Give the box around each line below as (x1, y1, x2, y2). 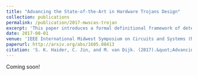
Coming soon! (6, 63, 40, 70)
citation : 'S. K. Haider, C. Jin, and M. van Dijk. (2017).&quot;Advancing (6, 47, 196, 53)
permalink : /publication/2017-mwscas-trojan (6, 19, 117, 25)
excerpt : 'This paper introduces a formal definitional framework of (6, 25, 181, 31)
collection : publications (6, 14, 70, 20)
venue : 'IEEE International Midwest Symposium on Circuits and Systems (6, 36, 186, 42)
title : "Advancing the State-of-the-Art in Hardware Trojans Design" (6, 8, 181, 15)
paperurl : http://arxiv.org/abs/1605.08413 (6, 42, 115, 48)
